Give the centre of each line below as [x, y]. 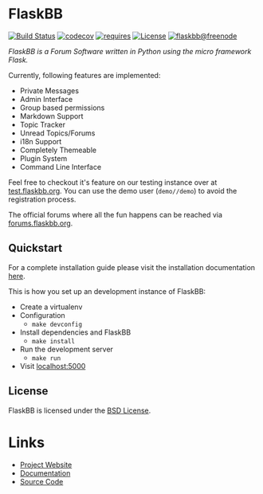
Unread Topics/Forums [57, 133]
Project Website [46, 465]
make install [53, 341]
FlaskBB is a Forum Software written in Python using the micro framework [130, 51]
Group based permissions [62, 108]
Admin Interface [46, 99]
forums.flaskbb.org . [41, 223]
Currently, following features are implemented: [84, 75]
